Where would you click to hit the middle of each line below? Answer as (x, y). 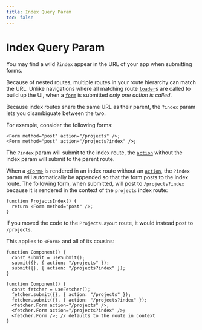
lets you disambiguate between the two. (56, 113)
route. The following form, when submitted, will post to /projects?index (95, 184)
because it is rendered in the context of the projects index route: (87, 190)
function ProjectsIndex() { (42, 201)
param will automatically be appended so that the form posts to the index (97, 177)
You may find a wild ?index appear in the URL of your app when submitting (99, 64)
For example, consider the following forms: (60, 125)
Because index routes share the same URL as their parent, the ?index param (101, 107)
